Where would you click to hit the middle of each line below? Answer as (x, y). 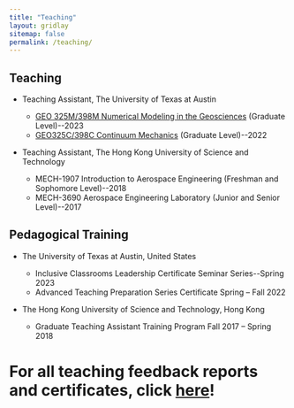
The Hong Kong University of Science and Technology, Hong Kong (143, 309)
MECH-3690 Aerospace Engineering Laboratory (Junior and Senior (158, 198)
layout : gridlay (39, 26)
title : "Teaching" (43, 17)
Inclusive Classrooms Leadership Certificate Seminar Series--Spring (159, 273)
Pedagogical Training (69, 235)
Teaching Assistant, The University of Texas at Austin (119, 99)
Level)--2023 (59, 126)
